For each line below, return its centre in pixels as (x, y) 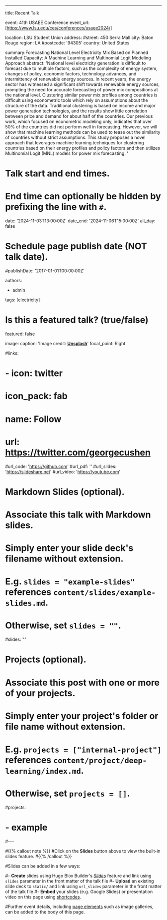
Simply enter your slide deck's (69, 548)
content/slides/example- (104, 593)
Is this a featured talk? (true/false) (77, 320)
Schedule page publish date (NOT (76, 246)
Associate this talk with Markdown (78, 514)
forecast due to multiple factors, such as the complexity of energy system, (81, 68)
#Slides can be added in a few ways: (43, 866)
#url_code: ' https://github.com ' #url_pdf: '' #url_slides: (61, 466)
